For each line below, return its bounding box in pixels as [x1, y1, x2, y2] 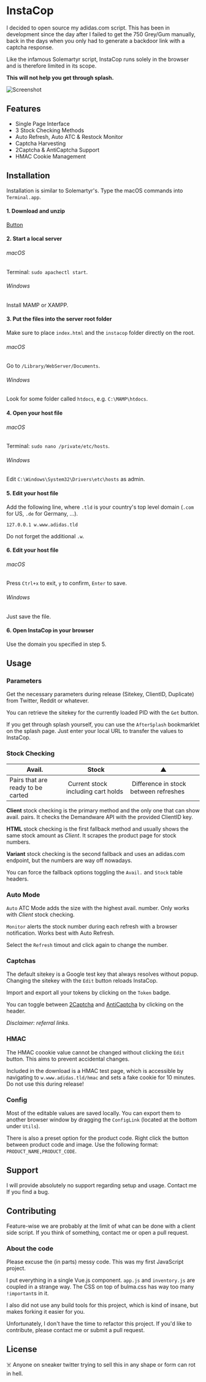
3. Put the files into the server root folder [6, 315, 112, 323]
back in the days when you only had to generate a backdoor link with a [6, 37, 185, 44]
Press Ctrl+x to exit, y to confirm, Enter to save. [6, 579, 128, 587]
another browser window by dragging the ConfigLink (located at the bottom [6, 1116, 197, 1123]
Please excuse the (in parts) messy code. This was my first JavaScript [6, 1258, 184, 1265]
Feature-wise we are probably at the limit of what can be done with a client [6, 1222, 196, 1230]
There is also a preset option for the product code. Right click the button [6, 1134, 189, 1142]
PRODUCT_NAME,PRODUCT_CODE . [6, 1147, 77, 1155]
